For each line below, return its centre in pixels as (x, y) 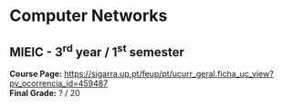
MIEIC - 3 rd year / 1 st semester (97, 51)
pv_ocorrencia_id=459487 (59, 83)
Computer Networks (89, 16)
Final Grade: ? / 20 (45, 93)
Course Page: (36, 74)
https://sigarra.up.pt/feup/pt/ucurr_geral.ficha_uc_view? (168, 74)
